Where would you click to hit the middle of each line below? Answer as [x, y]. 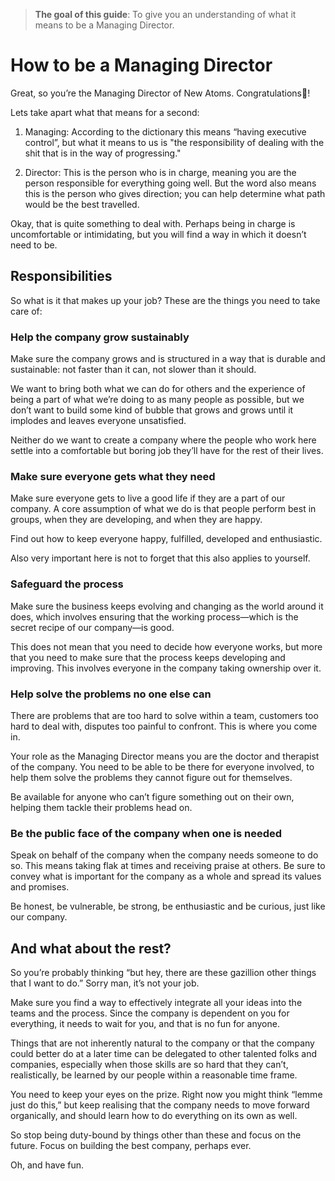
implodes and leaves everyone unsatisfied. [98, 421]
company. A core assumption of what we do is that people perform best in [163, 509]
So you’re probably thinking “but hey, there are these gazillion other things [163, 973]
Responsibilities [61, 276]
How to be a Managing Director [141, 65]
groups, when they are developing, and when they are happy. [136, 520]
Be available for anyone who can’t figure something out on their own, [152, 796]
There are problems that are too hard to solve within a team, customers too [164, 715]
